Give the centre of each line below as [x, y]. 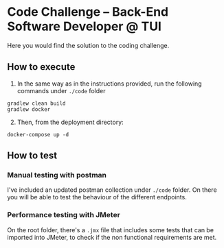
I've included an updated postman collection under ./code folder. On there [112, 190]
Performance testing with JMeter [64, 215]
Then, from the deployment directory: [70, 122]
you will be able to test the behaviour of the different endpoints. [97, 197]
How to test [32, 156]
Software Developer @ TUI [84, 26]
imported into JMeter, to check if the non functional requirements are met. [112, 237]
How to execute [41, 67]
